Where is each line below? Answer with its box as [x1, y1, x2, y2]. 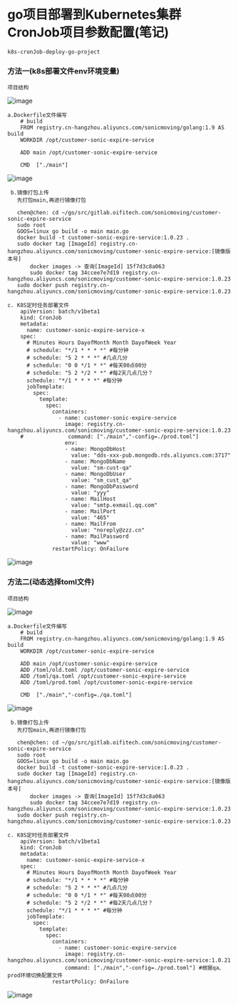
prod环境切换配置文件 [7, 972, 63, 979]
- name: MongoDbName [64, 458, 126, 465]
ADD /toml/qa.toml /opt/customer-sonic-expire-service [20, 673, 187, 680]
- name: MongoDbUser [64, 471, 126, 478]
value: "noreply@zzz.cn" [71, 527, 145, 534]
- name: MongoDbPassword [64, 483, 139, 490]
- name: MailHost [64, 496, 116, 503]
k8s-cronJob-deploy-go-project [7, 48, 100, 56]
